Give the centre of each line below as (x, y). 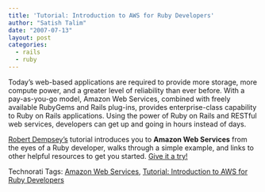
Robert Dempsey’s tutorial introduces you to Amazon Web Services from (128, 139)
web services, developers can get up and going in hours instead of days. (127, 124)
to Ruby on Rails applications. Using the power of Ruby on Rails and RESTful (132, 115)
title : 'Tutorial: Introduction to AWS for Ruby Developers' (111, 15)
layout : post (30, 38)
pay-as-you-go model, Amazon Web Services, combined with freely (119, 99)
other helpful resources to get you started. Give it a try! (98, 156)
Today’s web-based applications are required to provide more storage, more (133, 82)
